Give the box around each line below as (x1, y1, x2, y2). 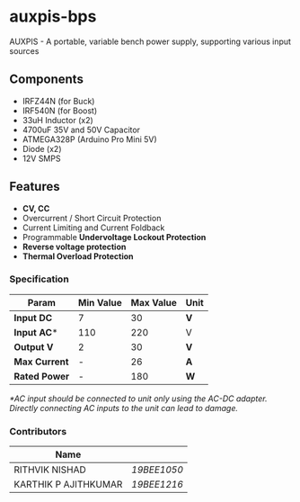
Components (9, 72, 84, 87)
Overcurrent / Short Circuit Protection (22, 212, 162, 223)
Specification (9, 273, 69, 285)
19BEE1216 (131, 479, 184, 491)
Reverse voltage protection (22, 241, 127, 252)
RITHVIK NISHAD (13, 463, 87, 476)
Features (9, 179, 60, 194)
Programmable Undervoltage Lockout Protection (22, 231, 207, 242)
